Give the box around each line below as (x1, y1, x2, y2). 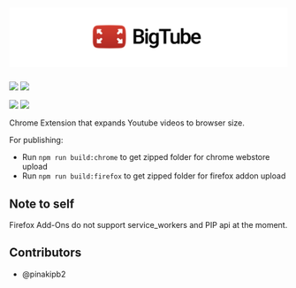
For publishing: (9, 135, 64, 146)
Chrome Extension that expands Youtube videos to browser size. (9, 117, 245, 128)
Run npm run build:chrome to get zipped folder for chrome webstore (21, 152, 270, 163)
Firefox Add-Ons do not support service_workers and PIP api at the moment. (9, 220, 288, 231)
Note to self (9, 196, 75, 211)
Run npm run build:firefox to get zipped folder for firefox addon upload (21, 171, 286, 181)
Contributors (9, 246, 82, 261)
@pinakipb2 (21, 269, 66, 279)
